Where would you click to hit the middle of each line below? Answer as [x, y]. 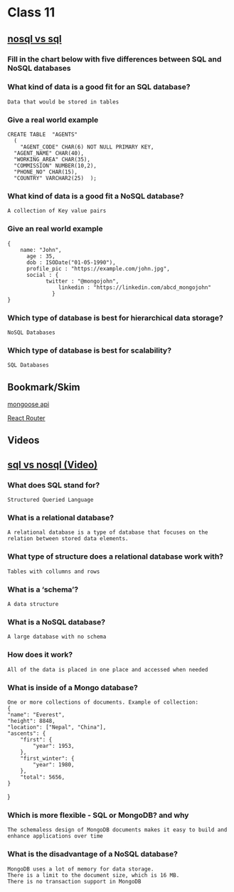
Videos [23, 441]
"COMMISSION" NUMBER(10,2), [55, 166]
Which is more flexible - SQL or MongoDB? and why [98, 815]
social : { [42, 275]
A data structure [33, 604]
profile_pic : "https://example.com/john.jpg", [98, 268]
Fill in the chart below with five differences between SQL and [115, 59]
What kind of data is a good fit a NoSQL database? [96, 196]
